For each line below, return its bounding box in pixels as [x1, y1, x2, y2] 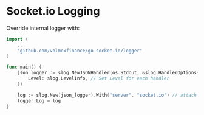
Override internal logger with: [6, 24, 80, 32]
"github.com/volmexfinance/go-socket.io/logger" [17, 47, 143, 54]
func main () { [6, 64, 42, 71]
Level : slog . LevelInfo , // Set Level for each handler [28, 75, 170, 82]
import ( [6, 36, 29, 42]
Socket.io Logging [6, 4, 100, 18]
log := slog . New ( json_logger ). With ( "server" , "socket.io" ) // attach [17, 92, 197, 98]
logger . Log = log [17, 97, 61, 104]
